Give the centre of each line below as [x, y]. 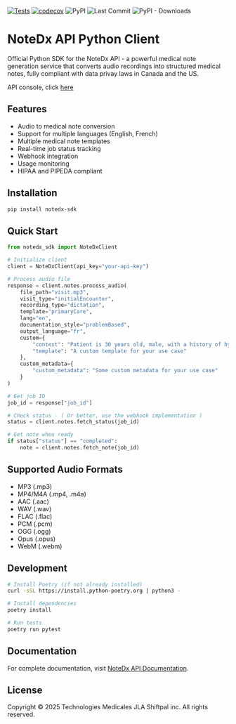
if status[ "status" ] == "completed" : [63, 441]
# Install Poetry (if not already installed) [75, 584]
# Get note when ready [40, 435]
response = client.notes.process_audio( [67, 285]
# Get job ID [26, 396]
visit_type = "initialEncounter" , [67, 298]
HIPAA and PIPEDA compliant [60, 171]
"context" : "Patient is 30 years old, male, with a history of [127, 344]
